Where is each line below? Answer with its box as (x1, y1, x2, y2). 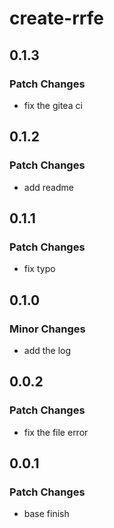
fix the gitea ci (23, 99, 83, 111)
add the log (23, 344, 72, 356)
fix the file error (23, 426, 89, 438)
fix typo (23, 263, 56, 275)
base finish (23, 508, 70, 520)
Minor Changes (9, 322, 86, 336)
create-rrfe (9, 7, 104, 30)
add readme (23, 181, 74, 193)
